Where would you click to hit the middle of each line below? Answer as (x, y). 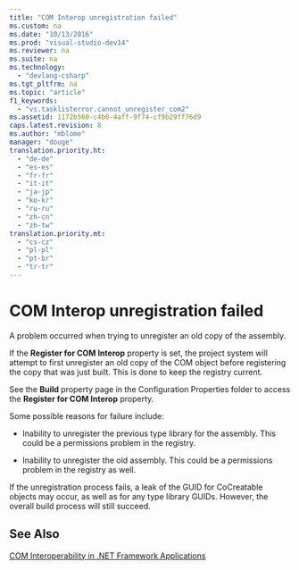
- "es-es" (35, 167)
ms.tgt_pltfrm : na (43, 84)
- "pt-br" (35, 259)
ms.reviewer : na (39, 51)
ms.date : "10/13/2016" (51, 34)
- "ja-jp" (35, 192)
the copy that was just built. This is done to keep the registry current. (136, 372)
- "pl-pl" (35, 250)
